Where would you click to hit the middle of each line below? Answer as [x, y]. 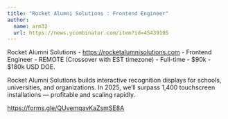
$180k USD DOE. [31, 67]
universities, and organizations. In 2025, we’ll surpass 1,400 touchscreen [111, 87]
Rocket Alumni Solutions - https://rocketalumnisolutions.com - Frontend [109, 52]
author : [18, 20]
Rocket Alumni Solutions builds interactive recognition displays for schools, [114, 80]
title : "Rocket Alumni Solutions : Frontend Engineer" [88, 13]
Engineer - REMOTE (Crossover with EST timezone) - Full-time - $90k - [109, 60]
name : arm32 [31, 26]
